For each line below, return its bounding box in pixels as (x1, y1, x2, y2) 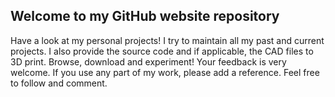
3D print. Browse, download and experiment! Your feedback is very (10, 55, 287, 68)
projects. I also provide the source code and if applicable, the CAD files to (10, 45, 314, 57)
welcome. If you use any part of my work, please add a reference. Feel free (10, 66, 320, 78)
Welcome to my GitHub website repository (10, 8, 280, 25)
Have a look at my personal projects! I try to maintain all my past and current (10, 34, 325, 46)
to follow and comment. (10, 77, 108, 89)
